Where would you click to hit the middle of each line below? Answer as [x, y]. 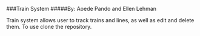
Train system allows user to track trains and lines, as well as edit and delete [100, 20]
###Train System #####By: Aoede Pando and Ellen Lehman [81, 9]
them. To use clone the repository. [49, 27]
